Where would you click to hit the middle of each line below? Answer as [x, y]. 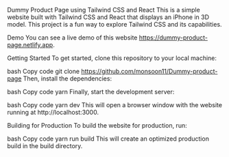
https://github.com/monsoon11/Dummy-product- [149, 71]
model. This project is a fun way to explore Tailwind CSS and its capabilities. [114, 24]
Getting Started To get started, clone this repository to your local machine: [112, 58]
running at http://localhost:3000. [53, 112]
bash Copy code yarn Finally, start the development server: [91, 92]
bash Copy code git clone [44, 71]
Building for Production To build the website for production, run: [97, 125]
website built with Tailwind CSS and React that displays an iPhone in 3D [108, 17]
